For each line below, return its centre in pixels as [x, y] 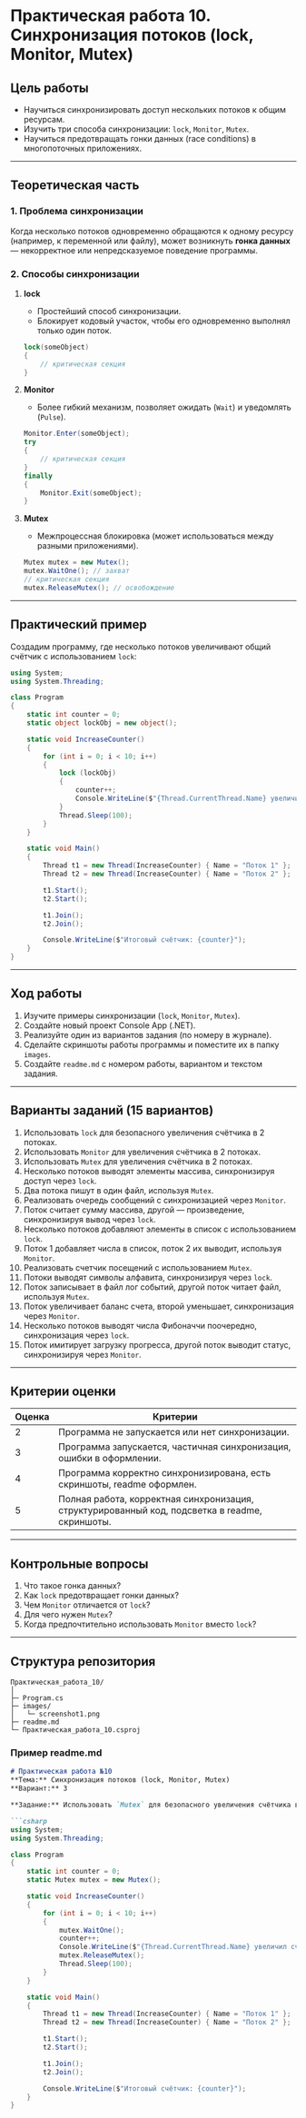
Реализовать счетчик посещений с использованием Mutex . [138, 1267]
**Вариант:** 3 [39, 1789]
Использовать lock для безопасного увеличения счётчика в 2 [144, 1133]
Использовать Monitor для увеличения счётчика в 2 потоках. [142, 1152]
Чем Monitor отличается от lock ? [87, 1605]
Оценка [32, 1417]
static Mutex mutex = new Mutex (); [94, 1880]
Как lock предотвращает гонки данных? [101, 1596]
